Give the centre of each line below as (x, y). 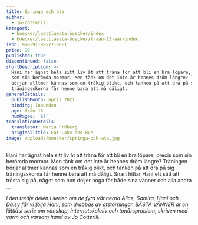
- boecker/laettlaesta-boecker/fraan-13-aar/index (75, 39)
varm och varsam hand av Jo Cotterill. (53, 217)
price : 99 (18, 50)
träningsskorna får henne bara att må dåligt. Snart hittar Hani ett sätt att (93, 174)
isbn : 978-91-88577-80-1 (37, 45)
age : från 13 (27, 111)
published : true (26, 56)
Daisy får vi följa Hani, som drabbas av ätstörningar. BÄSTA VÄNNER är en (97, 204)
